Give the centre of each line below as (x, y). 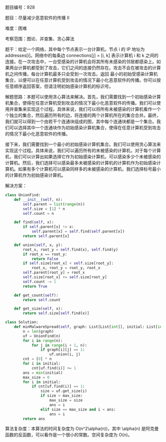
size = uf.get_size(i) (64, 391)
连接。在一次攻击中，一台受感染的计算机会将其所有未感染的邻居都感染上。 (81, 61)
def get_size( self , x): (39, 309)
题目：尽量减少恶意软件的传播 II (37, 18)
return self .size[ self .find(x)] (56, 313)
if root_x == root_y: (45, 254)
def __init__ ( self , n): (39, 200)
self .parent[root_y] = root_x (54, 273)
